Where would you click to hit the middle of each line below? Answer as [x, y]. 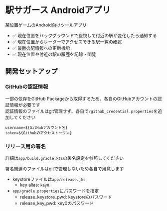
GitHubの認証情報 [27, 87]
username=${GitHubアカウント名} [37, 127]
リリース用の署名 [26, 146]
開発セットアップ [31, 71]
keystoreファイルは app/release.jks [49, 179]
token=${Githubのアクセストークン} [39, 133]
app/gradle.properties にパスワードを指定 [56, 191]
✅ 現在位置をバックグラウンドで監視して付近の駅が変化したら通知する [84, 35]
